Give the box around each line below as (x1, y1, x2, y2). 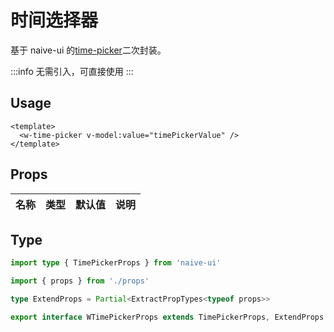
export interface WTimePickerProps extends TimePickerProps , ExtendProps (10, 312, 325, 322)
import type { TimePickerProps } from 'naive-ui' (10, 258, 222, 268)
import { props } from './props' (10, 276, 150, 286)
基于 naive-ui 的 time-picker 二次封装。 (10, 44, 167, 56)
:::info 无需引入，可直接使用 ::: (10, 65, 134, 77)
